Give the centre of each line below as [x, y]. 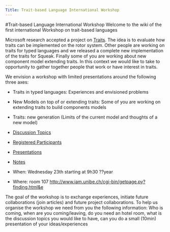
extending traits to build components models [60, 107]
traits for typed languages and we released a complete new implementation [84, 50]
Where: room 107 [31, 182]
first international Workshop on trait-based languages [62, 30]
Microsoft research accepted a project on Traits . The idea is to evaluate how [85, 40]
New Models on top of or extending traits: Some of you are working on [87, 102]
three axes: [17, 82]
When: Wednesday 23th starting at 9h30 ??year [63, 171]
